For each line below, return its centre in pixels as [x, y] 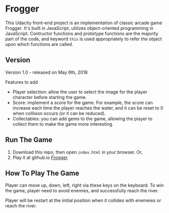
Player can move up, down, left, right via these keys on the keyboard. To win [84, 185]
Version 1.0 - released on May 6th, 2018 [47, 72]
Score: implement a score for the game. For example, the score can [82, 102]
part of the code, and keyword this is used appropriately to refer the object [84, 39]
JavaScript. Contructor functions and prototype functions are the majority [82, 33]
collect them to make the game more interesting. [63, 124]
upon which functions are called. [39, 44]
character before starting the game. [49, 97]
